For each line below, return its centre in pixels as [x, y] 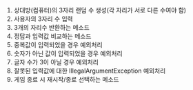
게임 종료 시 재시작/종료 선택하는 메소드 [66, 79]
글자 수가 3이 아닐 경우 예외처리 [56, 62]
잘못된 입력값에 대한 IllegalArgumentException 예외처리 [90, 71]
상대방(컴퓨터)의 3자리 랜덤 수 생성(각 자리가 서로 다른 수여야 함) [100, 10]
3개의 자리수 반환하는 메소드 [51, 27]
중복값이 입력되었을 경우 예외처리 [58, 45]
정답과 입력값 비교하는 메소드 [52, 36]
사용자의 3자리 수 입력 [43, 19]
